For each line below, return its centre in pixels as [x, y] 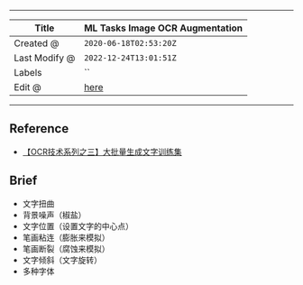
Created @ [37, 43]
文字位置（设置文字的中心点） [78, 225]
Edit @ [28, 87]
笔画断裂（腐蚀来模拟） [66, 248]
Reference [39, 129]
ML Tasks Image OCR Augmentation [164, 28]
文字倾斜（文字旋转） [62, 260]
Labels [28, 73]
